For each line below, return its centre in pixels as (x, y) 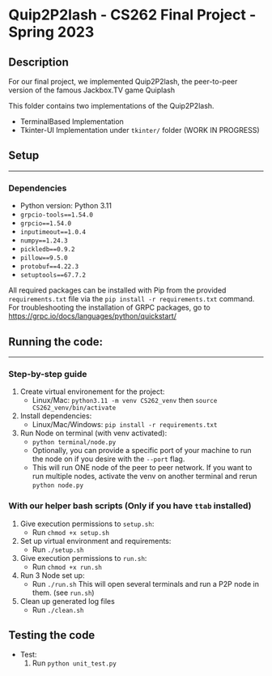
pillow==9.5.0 (44, 258)
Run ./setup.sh (58, 550)
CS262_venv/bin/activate (74, 408)
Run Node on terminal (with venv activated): (93, 433)
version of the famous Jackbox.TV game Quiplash (92, 90)
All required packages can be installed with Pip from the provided (117, 290)
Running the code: (56, 342)
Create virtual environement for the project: (92, 391)
